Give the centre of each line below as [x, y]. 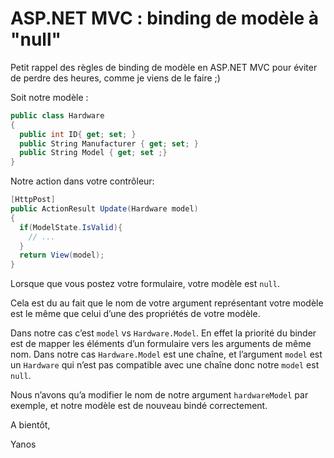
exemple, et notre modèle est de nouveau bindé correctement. [139, 406]
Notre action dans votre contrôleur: [82, 181]
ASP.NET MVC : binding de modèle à [165, 18]
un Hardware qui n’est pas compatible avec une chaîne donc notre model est [165, 365]
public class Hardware [57, 115]
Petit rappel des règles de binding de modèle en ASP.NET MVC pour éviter [164, 67]
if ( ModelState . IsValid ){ [71, 227]
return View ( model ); [62, 255]
